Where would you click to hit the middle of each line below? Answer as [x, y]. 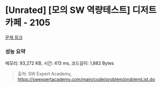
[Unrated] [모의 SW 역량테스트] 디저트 [81, 10]
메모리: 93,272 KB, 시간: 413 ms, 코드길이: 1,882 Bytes [59, 63]
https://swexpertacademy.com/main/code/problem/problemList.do [86, 80]
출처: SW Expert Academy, [44, 74]
